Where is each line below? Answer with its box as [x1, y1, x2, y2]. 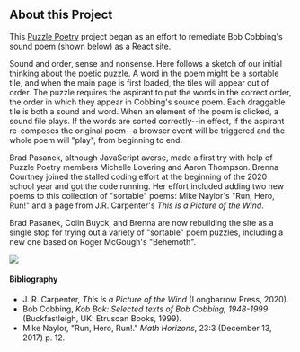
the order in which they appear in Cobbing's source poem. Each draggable [9, 96, 286, 107]
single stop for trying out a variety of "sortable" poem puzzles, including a [9, 227, 284, 238]
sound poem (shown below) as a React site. [9, 41, 172, 51]
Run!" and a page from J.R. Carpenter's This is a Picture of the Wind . [9, 200, 265, 211]
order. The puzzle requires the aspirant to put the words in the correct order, [9, 86, 292, 97]
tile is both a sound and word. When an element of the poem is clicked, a [9, 105, 279, 116]
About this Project [9, 7, 113, 23]
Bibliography [9, 274, 58, 284]
